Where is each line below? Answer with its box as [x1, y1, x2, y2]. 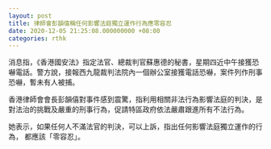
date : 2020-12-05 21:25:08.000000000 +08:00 [8, 27, 161, 35]
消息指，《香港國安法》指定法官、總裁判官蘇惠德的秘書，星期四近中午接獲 [8, 57, 252, 67]
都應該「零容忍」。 [23, 132, 85, 142]
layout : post [8, 11, 52, 20]
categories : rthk [8, 34, 67, 43]
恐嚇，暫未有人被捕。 [8, 77, 79, 87]
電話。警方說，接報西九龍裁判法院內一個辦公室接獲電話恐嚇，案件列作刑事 [15, 68, 263, 77]
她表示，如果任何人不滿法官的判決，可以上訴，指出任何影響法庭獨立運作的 [8, 122, 256, 131]
